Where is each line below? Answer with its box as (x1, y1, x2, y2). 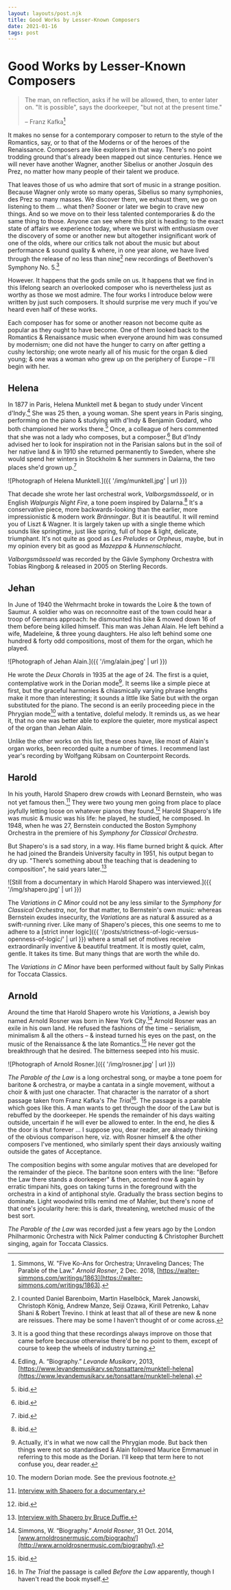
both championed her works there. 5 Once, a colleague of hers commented (8, 423, 219, 432)
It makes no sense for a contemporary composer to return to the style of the (8, 131, 223, 139)
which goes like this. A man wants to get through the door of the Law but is (8, 1103, 220, 1112)
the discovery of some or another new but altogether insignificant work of (8, 231, 217, 240)
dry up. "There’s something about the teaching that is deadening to (8, 856, 197, 864)
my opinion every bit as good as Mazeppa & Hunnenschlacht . (8, 542, 182, 550)
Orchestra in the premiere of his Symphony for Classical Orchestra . (8, 829, 198, 837)
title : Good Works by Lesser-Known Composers (8, 16, 140, 23)
